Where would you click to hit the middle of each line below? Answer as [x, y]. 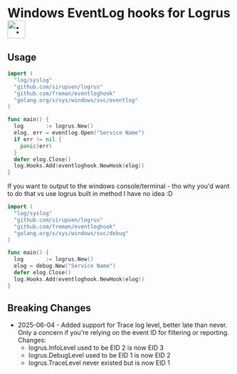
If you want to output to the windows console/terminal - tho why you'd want [118, 186]
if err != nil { [38, 139]
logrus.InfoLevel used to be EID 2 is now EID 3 [96, 348]
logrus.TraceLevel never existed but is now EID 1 [99, 363]
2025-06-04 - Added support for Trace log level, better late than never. [122, 325]
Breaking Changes [49, 308]
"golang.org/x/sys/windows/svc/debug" [72, 233]
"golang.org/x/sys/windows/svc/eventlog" [76, 100]
